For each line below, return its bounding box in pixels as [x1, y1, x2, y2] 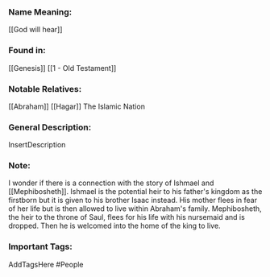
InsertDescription [8, 140, 66, 150]
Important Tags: [8, 241, 73, 252]
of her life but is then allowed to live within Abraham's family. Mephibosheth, [8, 204, 262, 213]
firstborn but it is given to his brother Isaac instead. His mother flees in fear [8, 196, 258, 205]
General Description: [8, 122, 92, 133]
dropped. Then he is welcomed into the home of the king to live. [8, 221, 221, 231]
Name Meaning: [8, 6, 73, 18]
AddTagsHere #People [8, 259, 84, 269]
